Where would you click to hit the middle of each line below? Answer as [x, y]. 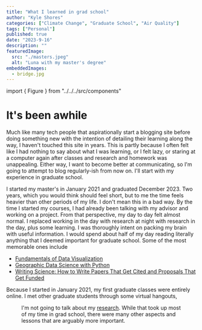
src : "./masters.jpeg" [40, 57]
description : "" [27, 46]
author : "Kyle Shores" [35, 18]
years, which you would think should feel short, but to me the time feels [95, 196]
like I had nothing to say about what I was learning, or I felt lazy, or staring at [101, 151]
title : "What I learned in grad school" [58, 12]
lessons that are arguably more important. [73, 321]
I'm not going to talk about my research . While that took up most [101, 308]
